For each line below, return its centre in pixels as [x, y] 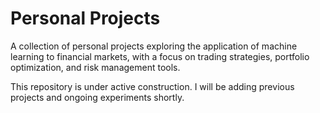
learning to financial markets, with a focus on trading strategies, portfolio [160, 56]
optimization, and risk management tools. [95, 67]
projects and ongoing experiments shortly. [97, 97]
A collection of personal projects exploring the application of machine [154, 46]
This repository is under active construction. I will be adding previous [152, 86]
